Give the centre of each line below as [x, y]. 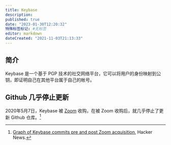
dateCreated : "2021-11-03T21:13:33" [44, 39]
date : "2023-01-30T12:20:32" [36, 24]
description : [19, 15]
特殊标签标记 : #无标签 [26, 29]
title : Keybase [21, 10]
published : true [22, 19]
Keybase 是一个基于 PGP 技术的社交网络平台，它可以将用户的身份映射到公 [83, 73]
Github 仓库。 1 [26, 117]
